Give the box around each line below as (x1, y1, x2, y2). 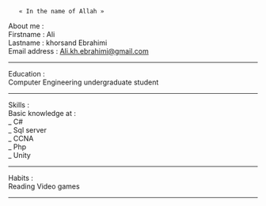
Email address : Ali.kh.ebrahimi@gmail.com (8, 47, 149, 55)
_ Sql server (8, 125, 47, 134)
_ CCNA (8, 134, 34, 143)
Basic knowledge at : (8, 109, 77, 118)
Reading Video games (8, 182, 81, 191)
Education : (8, 69, 45, 78)
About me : (8, 21, 44, 31)
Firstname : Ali (8, 30, 55, 39)
